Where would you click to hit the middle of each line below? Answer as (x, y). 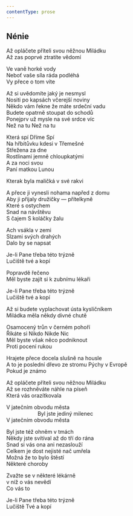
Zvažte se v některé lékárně (41, 476)
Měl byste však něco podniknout (47, 340)
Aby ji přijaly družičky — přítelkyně (50, 199)
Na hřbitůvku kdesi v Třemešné (45, 144)
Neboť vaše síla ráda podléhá (43, 76)
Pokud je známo (26, 371)
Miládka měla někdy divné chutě (47, 315)
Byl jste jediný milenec (65, 414)
